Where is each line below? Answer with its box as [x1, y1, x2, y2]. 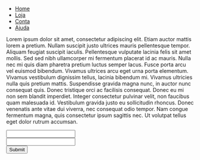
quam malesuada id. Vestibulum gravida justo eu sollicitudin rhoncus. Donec [6, 99, 194, 106]
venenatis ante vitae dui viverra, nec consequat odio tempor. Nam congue [6, 106, 188, 112]
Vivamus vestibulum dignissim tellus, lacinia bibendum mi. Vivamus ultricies [6, 74, 193, 81]
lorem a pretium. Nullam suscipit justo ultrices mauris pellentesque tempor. [6, 42, 190, 49]
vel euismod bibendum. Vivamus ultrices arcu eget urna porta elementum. [6, 67, 189, 74]
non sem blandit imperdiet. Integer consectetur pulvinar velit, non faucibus [6, 93, 190, 100]
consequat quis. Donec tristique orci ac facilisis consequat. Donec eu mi [6, 87, 184, 93]
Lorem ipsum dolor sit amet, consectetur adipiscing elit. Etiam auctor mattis [6, 36, 192, 42]
